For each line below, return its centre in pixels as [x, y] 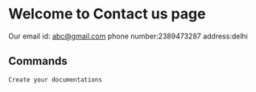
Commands [38, 61]
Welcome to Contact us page [107, 14]
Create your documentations [56, 80]
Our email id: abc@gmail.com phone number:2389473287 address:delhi [128, 36]
